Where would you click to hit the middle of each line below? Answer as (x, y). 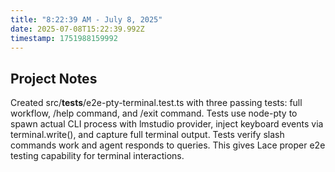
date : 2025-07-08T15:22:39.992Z (77, 29)
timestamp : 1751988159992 (64, 38)
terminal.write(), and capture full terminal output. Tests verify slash (147, 135)
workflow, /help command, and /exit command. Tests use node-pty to (154, 113)
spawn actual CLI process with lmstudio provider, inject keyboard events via (167, 124)
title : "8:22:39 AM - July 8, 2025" (86, 19)
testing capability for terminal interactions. (97, 156)
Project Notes (54, 78)
